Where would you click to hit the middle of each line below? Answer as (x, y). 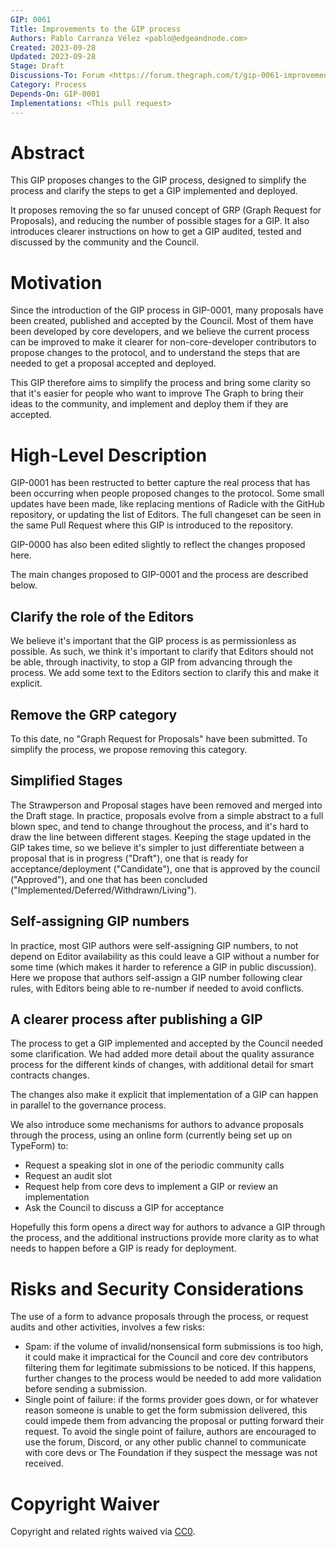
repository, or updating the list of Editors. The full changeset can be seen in (166, 515)
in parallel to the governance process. (88, 1105)
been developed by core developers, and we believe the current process (160, 332)
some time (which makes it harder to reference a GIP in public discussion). (163, 967)
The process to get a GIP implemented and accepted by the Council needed (167, 1043)
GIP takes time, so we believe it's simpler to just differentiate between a (157, 847)
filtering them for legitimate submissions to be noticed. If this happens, (170, 1368)
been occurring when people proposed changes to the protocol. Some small (167, 493)
